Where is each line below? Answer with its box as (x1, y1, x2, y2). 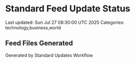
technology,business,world (5, 24, 61, 30)
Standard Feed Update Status (5, 3, 130, 14)
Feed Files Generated (5, 39, 73, 48)
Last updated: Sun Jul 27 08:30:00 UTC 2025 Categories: (5, 19, 124, 25)
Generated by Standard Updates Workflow (5, 52, 93, 58)
